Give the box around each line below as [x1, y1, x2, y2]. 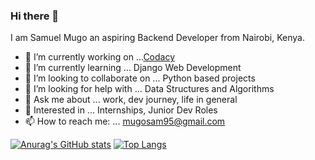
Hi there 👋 [10, 9, 60, 23]
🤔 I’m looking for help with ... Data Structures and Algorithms [24, 83, 275, 95]
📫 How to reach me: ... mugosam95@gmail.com [24, 115, 226, 128]
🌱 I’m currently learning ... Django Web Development [24, 62, 242, 74]
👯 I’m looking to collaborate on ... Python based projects [24, 72, 256, 84]
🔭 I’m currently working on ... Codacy [24, 51, 176, 63]
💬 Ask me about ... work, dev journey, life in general [24, 94, 238, 106]
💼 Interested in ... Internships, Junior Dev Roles [24, 104, 218, 116]
